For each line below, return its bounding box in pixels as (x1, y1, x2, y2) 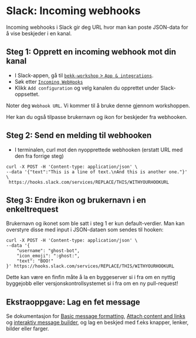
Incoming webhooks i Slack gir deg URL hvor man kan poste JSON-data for (6, 24, 189, 31)
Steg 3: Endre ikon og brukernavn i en (6, 195, 147, 205)
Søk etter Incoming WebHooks (14, 78, 83, 85)
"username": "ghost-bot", (16, 248, 80, 254)
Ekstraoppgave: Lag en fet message (6, 297, 141, 307)
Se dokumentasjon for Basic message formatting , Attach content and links (6, 313, 186, 320)
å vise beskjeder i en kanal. (6, 29, 72, 37)
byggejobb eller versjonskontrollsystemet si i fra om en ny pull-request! (6, 280, 178, 287)
